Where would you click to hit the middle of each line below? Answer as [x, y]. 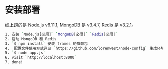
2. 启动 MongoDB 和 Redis [31, 39]
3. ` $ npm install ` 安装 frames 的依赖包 [47, 44]
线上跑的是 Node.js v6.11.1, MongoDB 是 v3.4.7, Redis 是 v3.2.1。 [71, 25]
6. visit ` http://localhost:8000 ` [41, 58]
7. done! [14, 62]
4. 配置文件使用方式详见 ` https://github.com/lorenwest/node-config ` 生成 [81, 48]
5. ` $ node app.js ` [25, 53]
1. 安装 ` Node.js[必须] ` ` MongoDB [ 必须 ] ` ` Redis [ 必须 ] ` [62, 34]
